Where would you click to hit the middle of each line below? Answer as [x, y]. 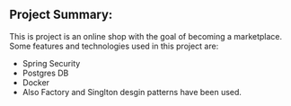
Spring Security [51, 63]
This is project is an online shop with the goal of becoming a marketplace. [146, 36]
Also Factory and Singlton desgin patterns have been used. [132, 92]
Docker [36, 82]
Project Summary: [61, 15]
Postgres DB [45, 73]
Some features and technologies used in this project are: [114, 46]
